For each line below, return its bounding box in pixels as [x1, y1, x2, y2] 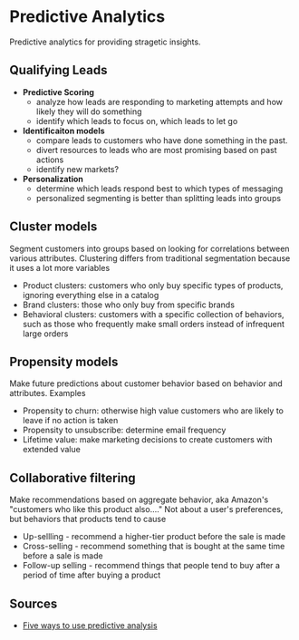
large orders [22, 328, 69, 339]
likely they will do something [35, 106, 142, 117]
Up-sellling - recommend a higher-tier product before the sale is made [22, 531, 286, 542]
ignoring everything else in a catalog [22, 289, 159, 300]
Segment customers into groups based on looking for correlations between [9, 243, 290, 254]
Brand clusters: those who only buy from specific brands [22, 299, 236, 310]
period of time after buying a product [22, 569, 161, 581]
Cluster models [9, 219, 98, 235]
